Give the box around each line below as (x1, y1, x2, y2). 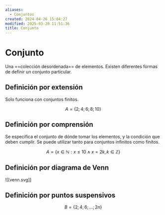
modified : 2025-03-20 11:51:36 (5, 21, 70, 26)
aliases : (5, 7, 23, 12)
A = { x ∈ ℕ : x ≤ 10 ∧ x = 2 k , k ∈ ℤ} (46, 148, 120, 154)
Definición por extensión (5, 83, 83, 92)
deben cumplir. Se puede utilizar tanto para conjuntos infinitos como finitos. (5, 139, 160, 144)
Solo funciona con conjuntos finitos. (5, 96, 79, 102)
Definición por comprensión (5, 120, 93, 129)
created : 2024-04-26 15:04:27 (5, 16, 68, 21)
